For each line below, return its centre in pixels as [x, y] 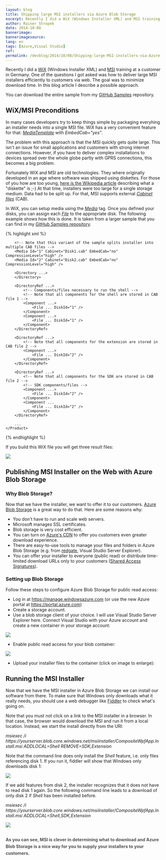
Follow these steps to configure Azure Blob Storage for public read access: [82, 590]
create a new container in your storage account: [61, 626]
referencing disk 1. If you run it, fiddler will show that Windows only [74, 761]
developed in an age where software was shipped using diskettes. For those [83, 178]
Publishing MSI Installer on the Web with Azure [79, 472]
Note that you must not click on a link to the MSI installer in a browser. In [79, 716]
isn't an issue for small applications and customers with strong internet [77, 147]
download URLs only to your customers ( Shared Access [84, 561]
